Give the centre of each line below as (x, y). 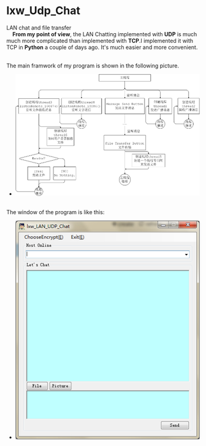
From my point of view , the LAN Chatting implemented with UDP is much (105, 34)
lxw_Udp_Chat (44, 11)
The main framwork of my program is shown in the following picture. (93, 66)
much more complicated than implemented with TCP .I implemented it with (100, 40)
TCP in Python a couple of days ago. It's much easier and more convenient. (102, 47)
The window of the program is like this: (55, 212)
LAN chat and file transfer (39, 28)
